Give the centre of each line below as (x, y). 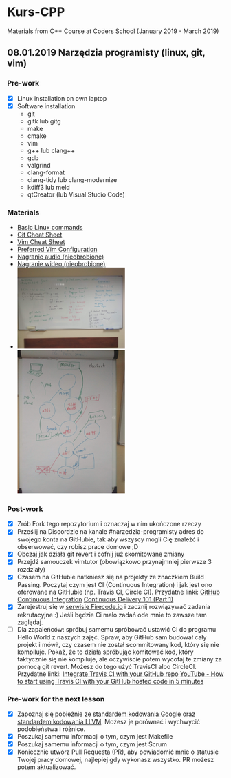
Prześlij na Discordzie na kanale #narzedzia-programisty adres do (110, 532)
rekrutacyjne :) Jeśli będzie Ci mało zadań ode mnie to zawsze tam (112, 615)
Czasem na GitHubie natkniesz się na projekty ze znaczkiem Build (110, 577)
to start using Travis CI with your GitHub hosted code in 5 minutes (110, 681)
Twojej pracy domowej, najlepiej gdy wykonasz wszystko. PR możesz (115, 760)
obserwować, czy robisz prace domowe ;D (78, 547)
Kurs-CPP (36, 12)
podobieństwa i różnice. (51, 729)
